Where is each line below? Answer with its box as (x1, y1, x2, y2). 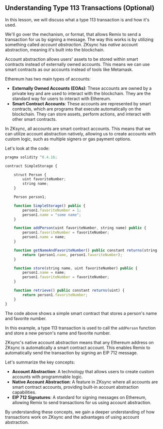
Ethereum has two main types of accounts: (5, 76, 91, 82)
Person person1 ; (14, 195, 47, 199)
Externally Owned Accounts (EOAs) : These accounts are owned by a (12, 85, 152, 91)
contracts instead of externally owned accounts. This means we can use (5, 61, 150, 67)
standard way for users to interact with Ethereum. (12, 96, 112, 101)
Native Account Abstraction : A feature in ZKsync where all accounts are (12, 379, 158, 385)
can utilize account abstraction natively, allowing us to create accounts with (5, 131, 156, 136)
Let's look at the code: (5, 145, 50, 151)
